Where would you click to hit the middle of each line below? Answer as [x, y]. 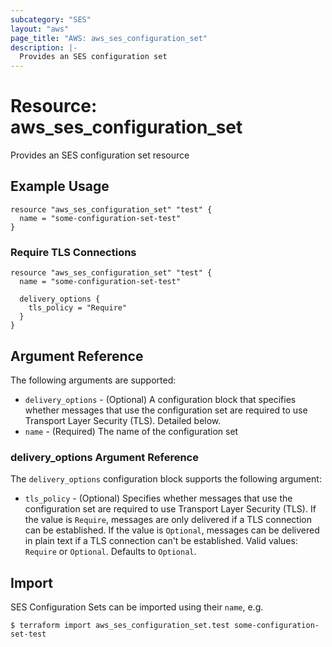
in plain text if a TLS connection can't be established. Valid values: [161, 541]
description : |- [44, 47]
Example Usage [60, 186]
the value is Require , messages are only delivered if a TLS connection [168, 520]
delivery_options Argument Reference [104, 457]
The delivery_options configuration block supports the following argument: [166, 479]
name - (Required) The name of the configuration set [131, 431]
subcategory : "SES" [51, 19]
